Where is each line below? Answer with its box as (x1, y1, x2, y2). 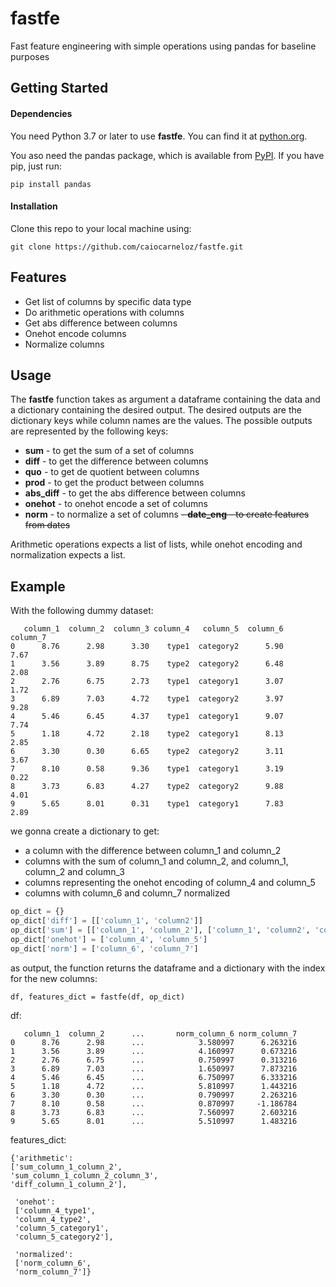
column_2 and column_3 (24, 866, 125, 878)
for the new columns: (10, 972, 98, 984)
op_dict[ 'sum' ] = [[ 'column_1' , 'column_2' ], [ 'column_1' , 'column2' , (10, 925, 311, 935)
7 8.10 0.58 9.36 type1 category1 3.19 (10, 764, 284, 774)
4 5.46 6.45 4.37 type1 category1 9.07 (10, 712, 284, 722)
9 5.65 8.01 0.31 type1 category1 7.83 (10, 799, 284, 809)
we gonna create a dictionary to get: (10, 825, 160, 837)
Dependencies (10, 107, 73, 119)
